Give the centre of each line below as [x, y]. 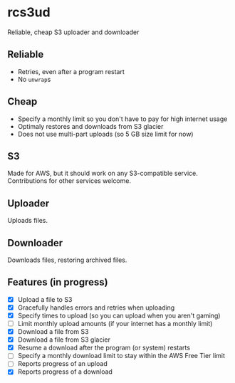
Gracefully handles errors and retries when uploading [96, 308]
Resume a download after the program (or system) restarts [104, 348]
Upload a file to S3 [45, 299]
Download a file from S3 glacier [64, 340]
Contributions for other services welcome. [69, 181]
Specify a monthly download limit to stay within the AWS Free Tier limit [121, 356]
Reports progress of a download [65, 372]
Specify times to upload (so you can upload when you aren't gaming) [119, 315]
